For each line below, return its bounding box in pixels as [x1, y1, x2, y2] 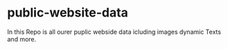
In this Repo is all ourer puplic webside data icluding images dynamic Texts [7, 28, 222, 36]
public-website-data [7, 5, 128, 21]
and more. [7, 35, 37, 43]
